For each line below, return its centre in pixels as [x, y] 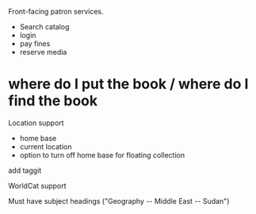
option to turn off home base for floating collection [102, 155]
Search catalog [44, 27]
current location [46, 147]
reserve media [43, 52]
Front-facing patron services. [56, 11]
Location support [36, 123]
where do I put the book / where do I [128, 84]
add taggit [25, 170]
